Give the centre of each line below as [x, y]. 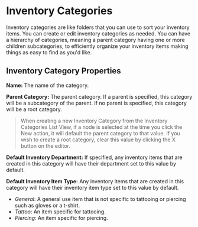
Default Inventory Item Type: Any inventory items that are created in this [95, 181]
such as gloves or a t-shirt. [47, 205]
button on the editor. [46, 145]
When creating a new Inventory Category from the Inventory [94, 121]
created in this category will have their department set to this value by [91, 163]
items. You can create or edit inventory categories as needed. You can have [98, 33]
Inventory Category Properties [64, 71]
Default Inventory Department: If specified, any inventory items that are [94, 157]
